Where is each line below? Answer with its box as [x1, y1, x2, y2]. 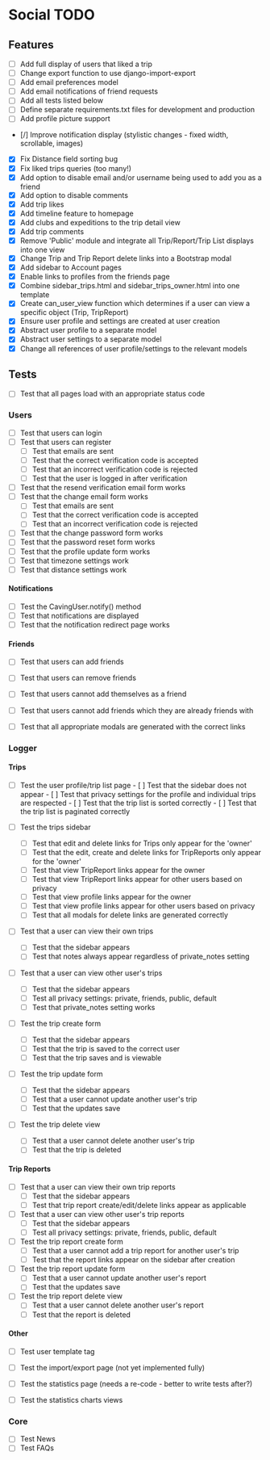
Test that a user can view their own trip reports [19, 1181, 176, 1192]
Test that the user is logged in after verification [31, 474, 188, 484]
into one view [19, 245, 65, 254]
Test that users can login [19, 428, 102, 438]
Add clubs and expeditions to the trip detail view [19, 217, 181, 227]
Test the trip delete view [19, 1120, 101, 1130]
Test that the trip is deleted [31, 1145, 122, 1155]
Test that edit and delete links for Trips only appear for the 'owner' [31, 838, 252, 848]
